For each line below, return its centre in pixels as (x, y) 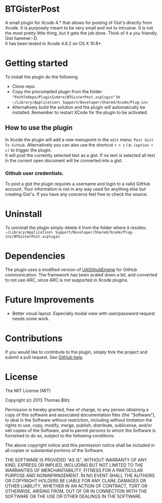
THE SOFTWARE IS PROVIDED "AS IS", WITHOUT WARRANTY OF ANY (76, 460)
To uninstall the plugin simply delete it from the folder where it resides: (76, 227)
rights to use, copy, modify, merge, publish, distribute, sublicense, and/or (79, 425)
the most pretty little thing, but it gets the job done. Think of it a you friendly (81, 33)
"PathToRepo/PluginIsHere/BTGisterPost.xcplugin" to (66, 97)
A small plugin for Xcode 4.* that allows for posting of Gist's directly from (79, 23)
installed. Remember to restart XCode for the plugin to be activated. (80, 112)
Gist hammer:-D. (21, 38)
